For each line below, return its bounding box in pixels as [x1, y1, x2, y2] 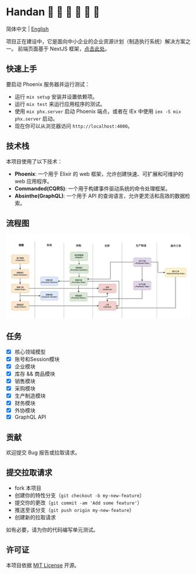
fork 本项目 [14, 484, 42, 491]
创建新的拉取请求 [14, 514, 56, 521]
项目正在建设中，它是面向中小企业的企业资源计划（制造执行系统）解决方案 [6, 37, 185, 45]
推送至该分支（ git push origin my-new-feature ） [14, 506, 135, 513]
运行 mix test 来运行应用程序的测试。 [14, 100, 105, 107]
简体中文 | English [6, 25, 49, 32]
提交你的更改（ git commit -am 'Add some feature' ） [14, 499, 143, 506]
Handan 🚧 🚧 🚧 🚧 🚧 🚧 [6, 5, 101, 19]
